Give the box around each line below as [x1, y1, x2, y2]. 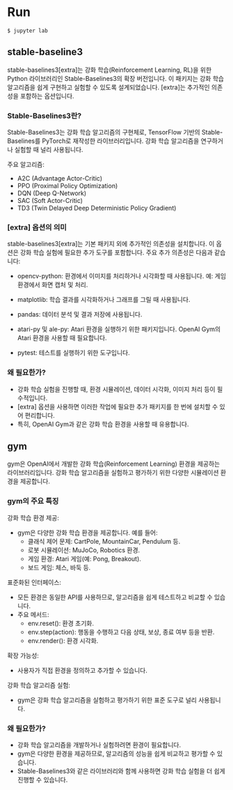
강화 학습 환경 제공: [7, 513, 59, 522]
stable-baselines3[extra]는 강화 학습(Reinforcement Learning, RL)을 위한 [7, 66, 212, 74]
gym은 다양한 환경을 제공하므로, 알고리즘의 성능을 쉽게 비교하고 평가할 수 [17, 750, 216, 758]
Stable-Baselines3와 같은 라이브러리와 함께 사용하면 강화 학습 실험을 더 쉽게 [17, 767, 226, 775]
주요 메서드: [17, 610, 50, 618]
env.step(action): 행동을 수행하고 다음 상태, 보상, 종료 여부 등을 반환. [27, 628, 215, 636]
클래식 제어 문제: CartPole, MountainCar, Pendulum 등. [27, 537, 181, 545]
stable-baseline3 [7, 46, 83, 58]
